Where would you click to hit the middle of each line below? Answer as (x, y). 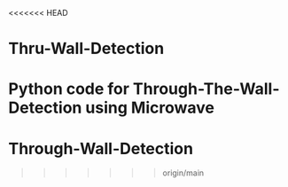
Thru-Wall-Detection (86, 49)
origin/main (183, 173)
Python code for (69, 89)
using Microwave (150, 108)
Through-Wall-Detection (101, 148)
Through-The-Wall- (206, 89)
